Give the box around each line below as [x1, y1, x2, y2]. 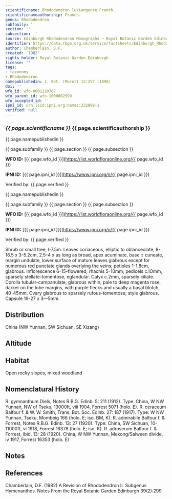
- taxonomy [5, 70, 29, 75]
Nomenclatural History [5, 385, 79, 393]
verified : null [5, 108, 38, 113]
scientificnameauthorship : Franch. [5, 12, 81, 17]
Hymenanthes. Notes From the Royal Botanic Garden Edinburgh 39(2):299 [5, 488, 162, 494]
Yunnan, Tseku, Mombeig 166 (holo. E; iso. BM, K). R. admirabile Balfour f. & [5, 415, 165, 421]
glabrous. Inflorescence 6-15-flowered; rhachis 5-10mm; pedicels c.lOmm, [5, 268, 163, 274]
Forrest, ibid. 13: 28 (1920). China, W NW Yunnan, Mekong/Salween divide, [5, 431, 163, 437]
